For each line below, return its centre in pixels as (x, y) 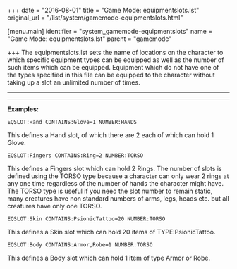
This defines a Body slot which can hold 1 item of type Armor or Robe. (109, 258)
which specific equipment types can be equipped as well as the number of (116, 60)
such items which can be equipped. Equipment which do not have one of (113, 67)
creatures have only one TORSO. (55, 206)
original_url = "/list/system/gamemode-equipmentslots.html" (95, 18)
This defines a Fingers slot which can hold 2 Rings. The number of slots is (115, 169)
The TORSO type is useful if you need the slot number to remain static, (110, 191)
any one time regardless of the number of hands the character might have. (116, 183)
